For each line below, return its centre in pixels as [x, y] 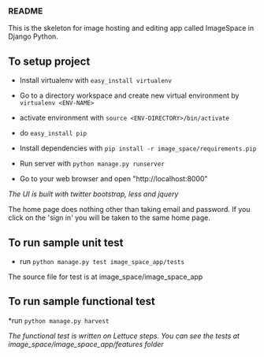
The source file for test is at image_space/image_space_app [106, 277]
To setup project [49, 61]
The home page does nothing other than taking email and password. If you [129, 210]
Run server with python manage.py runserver [92, 164]
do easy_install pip [53, 133]
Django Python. [33, 36]
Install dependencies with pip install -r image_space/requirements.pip [138, 148]
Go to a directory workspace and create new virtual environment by [129, 95]
